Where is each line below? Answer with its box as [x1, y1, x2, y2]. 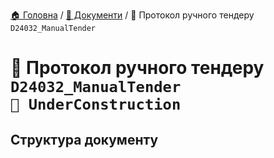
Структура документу [10, 131, 159, 148]
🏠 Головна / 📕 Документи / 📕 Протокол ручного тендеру [10, 9, 255, 21]
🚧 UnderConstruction [10, 95, 182, 114]
